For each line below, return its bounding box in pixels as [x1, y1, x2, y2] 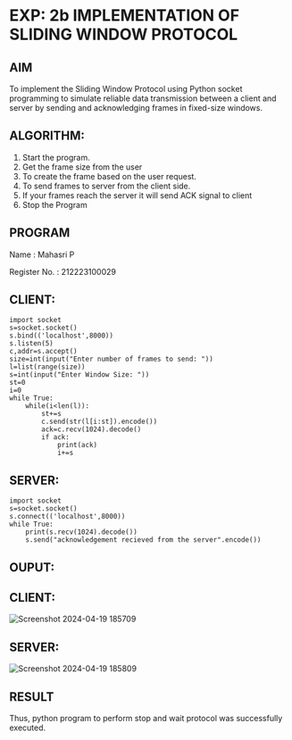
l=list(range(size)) [9, 362, 87, 371]
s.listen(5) [9, 339, 54, 348]
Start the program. [21, 152, 91, 162]
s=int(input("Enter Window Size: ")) [9, 370, 150, 379]
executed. [9, 722, 46, 733]
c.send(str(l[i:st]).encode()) [41, 417, 158, 427]
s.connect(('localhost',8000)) [9, 512, 126, 521]
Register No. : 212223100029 [9, 266, 116, 277]
